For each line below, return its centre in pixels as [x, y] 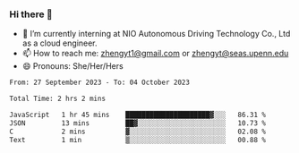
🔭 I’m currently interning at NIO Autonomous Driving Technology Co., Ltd [156, 34]
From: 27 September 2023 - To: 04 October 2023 [100, 83]
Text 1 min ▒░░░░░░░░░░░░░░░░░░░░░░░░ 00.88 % [138, 140]
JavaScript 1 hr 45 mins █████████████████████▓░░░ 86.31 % [138, 115]
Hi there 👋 [31, 14]
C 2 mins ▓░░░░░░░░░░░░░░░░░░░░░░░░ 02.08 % [138, 132]
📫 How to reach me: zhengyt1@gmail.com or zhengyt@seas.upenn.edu [155, 54]
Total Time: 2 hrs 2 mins [57, 99]
